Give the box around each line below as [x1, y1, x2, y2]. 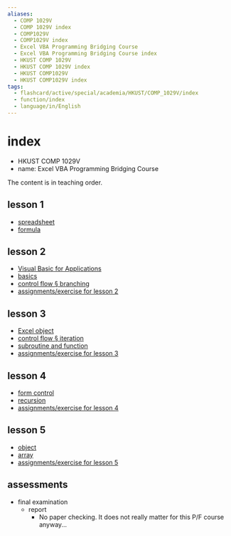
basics [17, 272, 38, 280]
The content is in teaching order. [7, 178, 103, 187]
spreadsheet [17, 217, 55, 226]
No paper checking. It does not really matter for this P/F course [38, 513, 225, 521]
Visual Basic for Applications [17, 264, 102, 273]
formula [17, 225, 41, 234]
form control [17, 388, 55, 398]
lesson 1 [7, 199, 44, 211]
